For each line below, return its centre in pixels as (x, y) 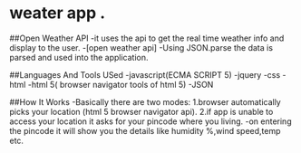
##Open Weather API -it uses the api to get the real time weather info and (147, 38)
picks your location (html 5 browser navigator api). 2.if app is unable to (141, 111)
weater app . (58, 13)
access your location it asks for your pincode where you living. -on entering (150, 121)
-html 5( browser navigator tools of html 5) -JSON (121, 84)
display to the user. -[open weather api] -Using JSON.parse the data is (141, 47)
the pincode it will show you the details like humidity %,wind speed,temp (145, 130)
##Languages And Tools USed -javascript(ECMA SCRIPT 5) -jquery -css (145, 74)
